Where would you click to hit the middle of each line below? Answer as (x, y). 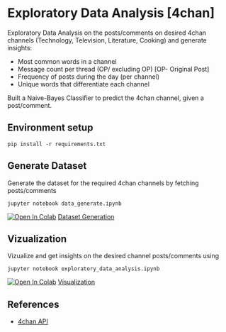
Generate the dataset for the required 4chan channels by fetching (103, 183)
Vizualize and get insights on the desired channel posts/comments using (113, 256)
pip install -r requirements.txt (57, 144)
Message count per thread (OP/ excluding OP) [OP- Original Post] (113, 69)
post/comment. (29, 105)
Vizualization (37, 239)
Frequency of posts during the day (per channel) (89, 77)
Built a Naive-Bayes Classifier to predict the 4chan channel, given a (106, 98)
